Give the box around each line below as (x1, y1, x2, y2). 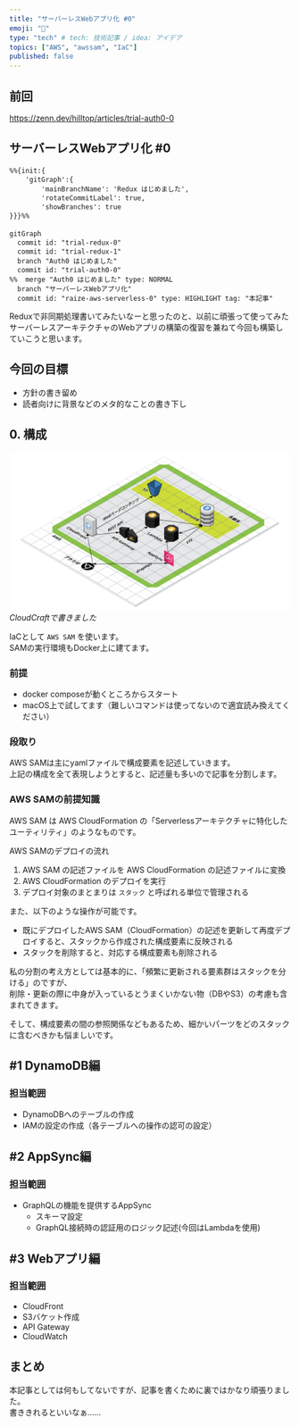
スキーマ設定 (35, 1211, 83, 1222)
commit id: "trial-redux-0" (17, 238, 122, 247)
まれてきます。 (9, 999, 63, 1010)
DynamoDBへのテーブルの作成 (21, 1109, 134, 1120)
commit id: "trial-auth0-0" (17, 265, 122, 274)
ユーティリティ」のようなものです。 (9, 826, 141, 837)
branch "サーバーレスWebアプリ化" (17, 284, 132, 294)
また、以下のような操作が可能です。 (9, 905, 142, 916)
